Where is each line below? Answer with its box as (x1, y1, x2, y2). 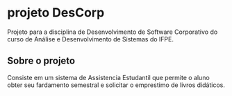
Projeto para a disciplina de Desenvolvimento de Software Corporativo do (7, 28, 218, 36)
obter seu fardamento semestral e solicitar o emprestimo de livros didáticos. (7, 81, 226, 89)
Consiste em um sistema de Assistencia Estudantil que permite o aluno (7, 73, 210, 81)
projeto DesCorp (7, 5, 105, 21)
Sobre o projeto (7, 55, 75, 67)
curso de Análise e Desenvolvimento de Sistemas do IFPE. (7, 35, 174, 43)
